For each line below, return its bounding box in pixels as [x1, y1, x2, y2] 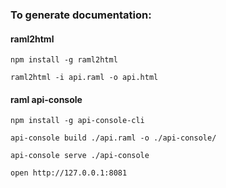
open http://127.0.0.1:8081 [10, 168, 128, 178]
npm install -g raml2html [10, 55, 118, 65]
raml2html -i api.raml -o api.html [10, 73, 159, 83]
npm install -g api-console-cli [10, 116, 145, 126]
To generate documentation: [10, 8, 152, 22]
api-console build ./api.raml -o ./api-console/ [10, 133, 217, 143]
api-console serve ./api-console [10, 151, 150, 161]
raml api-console [10, 93, 83, 105]
